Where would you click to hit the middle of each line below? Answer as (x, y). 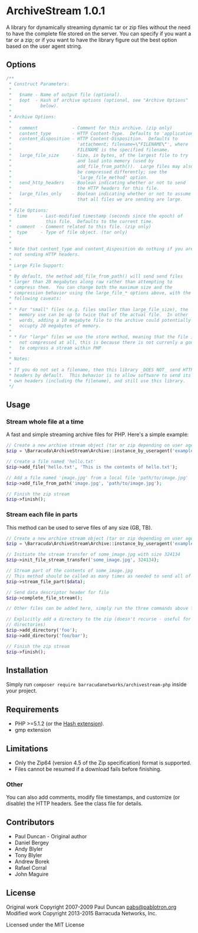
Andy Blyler (29, 849)
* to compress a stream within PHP (55, 348)
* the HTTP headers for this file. (84, 188)
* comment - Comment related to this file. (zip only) (80, 227)
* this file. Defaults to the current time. (81, 221)
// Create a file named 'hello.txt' (51, 462)
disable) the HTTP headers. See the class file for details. (75, 803)
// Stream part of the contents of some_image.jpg (70, 571)
